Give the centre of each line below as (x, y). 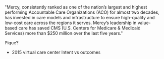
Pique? (12, 43)
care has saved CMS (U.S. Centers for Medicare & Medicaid (80, 28)
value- (144, 23)
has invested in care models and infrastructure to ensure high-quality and (80, 17)
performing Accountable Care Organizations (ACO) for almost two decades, (82, 12)
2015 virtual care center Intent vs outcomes (56, 52)
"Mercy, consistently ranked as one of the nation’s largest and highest (76, 7)
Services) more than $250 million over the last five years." (64, 33)
